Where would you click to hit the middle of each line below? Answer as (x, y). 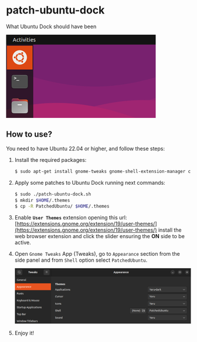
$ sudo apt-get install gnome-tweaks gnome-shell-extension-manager (100, 171)
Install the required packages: (50, 160)
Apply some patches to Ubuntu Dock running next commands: (90, 182)
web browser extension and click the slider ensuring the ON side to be (99, 236)
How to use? (29, 135)
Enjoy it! (24, 333)
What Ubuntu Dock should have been (51, 26)
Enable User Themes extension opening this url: (71, 218)
